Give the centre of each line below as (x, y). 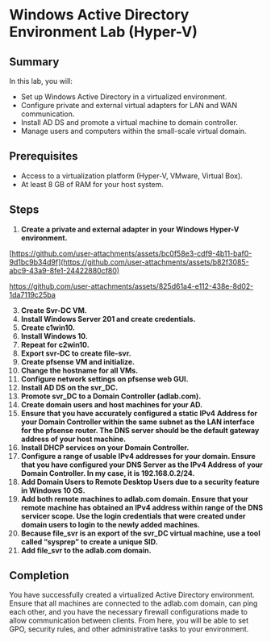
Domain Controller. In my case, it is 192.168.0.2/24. (108, 473)
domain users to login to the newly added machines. (110, 524)
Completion (39, 575)
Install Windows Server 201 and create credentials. (108, 319)
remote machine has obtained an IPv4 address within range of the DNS (142, 507)
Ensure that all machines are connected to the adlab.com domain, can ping (133, 603)
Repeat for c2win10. (55, 344)
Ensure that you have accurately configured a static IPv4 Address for (139, 413)
